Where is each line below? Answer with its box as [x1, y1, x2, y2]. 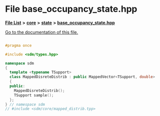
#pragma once [5, 43, 32, 48]
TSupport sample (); [14, 92, 54, 98]
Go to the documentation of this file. [5, 29, 78, 35]
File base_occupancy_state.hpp [5, 3, 137, 15]
